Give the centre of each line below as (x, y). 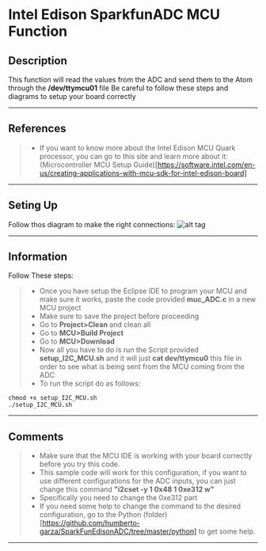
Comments (36, 437)
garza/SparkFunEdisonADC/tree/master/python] (118, 531)
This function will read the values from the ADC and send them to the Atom (131, 80)
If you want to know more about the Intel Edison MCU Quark (137, 147)
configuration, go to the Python (90, 515)
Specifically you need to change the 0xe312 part (118, 498)
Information (38, 257)
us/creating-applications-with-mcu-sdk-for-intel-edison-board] (143, 173)
